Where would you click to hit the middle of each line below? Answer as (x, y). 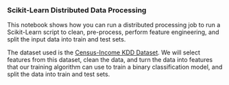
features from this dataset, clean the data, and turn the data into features (110, 60)
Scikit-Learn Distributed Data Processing (77, 10)
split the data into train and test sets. (59, 74)
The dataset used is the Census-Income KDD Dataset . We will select (104, 52)
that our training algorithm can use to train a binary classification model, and (115, 67)
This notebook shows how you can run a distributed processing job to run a (114, 25)
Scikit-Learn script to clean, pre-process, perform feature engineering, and (113, 32)
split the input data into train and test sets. (67, 39)
